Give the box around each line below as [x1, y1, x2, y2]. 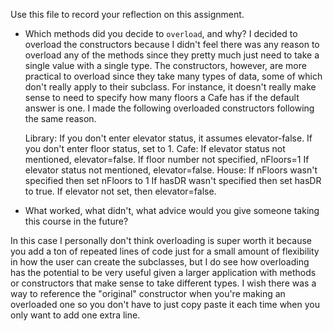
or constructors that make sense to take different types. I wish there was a [10, 277, 317, 289]
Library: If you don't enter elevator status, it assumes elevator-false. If [24, 132, 313, 144]
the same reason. [24, 113, 97, 124]
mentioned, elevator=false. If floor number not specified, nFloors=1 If [24, 154, 310, 165]
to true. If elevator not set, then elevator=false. [24, 185, 217, 197]
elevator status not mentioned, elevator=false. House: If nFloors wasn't [24, 164, 318, 176]
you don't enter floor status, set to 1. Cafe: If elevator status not [24, 143, 286, 154]
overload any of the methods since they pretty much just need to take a [24, 49, 320, 61]
